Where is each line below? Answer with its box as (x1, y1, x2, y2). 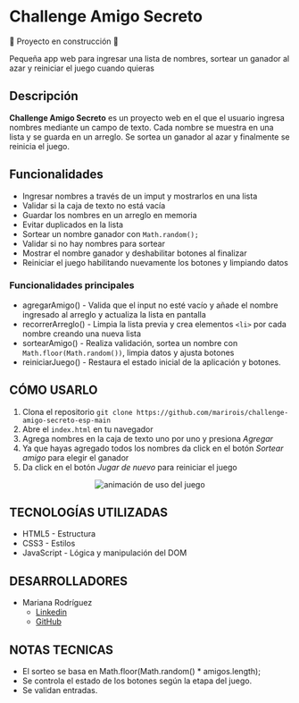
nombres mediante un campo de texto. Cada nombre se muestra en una (9, 122, 274, 132)
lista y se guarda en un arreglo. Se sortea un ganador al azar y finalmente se (9, 131, 290, 142)
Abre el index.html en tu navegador (21, 423, 154, 435)
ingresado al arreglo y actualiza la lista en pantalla (21, 309, 207, 319)
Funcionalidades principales (9, 279, 135, 292)
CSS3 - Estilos (21, 538, 76, 549)
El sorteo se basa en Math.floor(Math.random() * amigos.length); (21, 666, 262, 677)
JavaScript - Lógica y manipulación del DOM (21, 547, 187, 558)
